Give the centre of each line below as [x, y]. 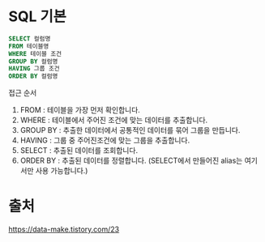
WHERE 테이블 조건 [35, 53]
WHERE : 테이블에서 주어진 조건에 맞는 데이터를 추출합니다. [114, 120]
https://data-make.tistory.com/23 [64, 229]
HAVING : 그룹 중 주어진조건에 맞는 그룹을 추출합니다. [105, 140]
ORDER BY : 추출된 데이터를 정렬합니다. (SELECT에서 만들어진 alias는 [131, 161]
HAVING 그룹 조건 [34, 69]
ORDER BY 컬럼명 [33, 76]
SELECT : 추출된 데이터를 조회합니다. [79, 151]
